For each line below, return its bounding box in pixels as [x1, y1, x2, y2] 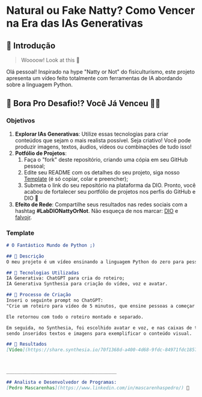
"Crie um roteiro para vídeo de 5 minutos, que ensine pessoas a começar [6, 303, 195, 309]
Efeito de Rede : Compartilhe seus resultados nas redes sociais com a [14, 200, 188, 208]
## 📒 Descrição [6, 253, 44, 259]
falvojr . [14, 214, 32, 221]
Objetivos [6, 116, 35, 125]
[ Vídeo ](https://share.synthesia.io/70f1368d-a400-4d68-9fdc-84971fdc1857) [6, 347, 200, 353]
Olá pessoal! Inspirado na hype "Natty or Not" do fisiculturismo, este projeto [6, 68, 195, 75]
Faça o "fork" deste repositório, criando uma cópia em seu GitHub [23, 156, 188, 163]
